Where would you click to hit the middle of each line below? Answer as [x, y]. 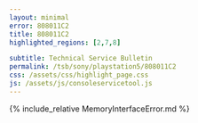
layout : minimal [39, 17]
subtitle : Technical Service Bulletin [81, 59]
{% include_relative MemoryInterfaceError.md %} [99, 109]
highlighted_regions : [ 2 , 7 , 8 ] [65, 42]
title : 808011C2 [39, 34]
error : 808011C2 [39, 26]
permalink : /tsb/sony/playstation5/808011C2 [93, 67]
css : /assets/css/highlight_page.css [79, 75]
